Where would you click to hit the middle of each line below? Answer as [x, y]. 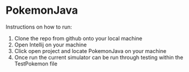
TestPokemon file [36, 64]
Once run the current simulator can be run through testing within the [99, 57]
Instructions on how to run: [39, 27]
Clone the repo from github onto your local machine [78, 38]
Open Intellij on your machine [50, 45]
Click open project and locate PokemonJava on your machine [90, 51]
